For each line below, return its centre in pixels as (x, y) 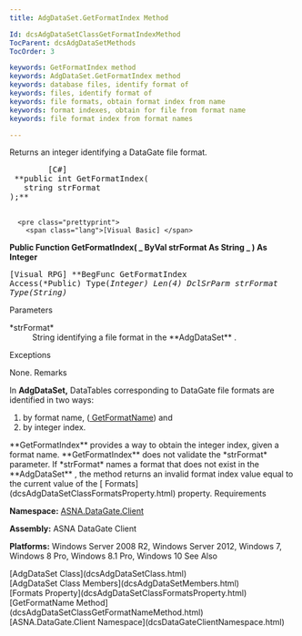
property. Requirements (222, 494)
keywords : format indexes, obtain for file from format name (128, 110)
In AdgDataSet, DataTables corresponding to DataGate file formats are (142, 390)
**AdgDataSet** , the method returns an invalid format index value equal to (151, 474)
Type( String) (39, 293)
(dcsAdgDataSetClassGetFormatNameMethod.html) (106, 612)
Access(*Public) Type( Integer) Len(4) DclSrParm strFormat (144, 284)
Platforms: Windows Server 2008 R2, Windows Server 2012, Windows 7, (146, 547)
